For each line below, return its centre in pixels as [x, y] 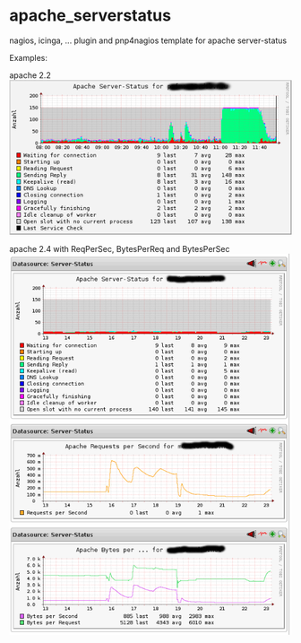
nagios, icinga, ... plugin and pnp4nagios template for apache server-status [148, 40]
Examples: [28, 57]
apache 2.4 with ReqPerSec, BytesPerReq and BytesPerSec [120, 248]
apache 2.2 [30, 75]
